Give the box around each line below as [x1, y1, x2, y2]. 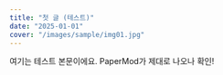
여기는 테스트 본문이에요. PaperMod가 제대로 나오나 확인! [9, 56, 215, 67]
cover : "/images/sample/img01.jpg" [9, 30, 145, 39]
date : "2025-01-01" [9, 22, 84, 31]
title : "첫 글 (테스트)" [9, 13, 94, 23]
